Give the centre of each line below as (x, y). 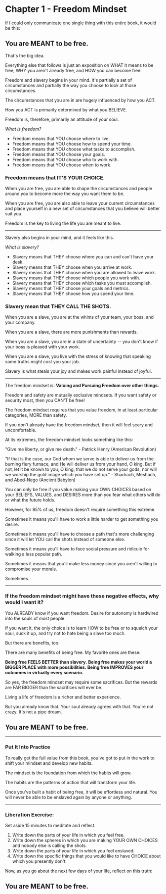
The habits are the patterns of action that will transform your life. (71, 782)
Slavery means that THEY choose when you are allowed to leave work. (84, 273)
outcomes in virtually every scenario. (44, 672)
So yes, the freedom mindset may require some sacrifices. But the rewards (81, 682)
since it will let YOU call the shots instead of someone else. (65, 539)
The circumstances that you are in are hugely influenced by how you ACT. (81, 100)
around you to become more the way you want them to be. (65, 194)
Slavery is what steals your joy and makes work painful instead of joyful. (79, 371)
